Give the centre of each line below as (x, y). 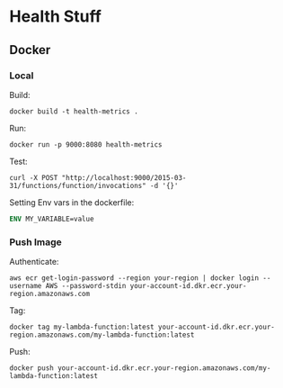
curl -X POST (34, 177)
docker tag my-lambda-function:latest (82, 327)
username (26, 286)
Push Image (36, 242)
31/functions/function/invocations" (78, 185)
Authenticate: (34, 262)
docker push (31, 368)
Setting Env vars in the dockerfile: (72, 202)
